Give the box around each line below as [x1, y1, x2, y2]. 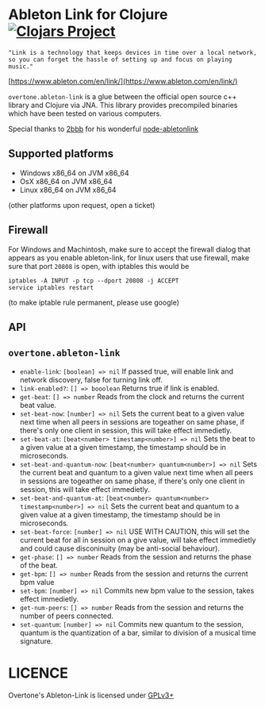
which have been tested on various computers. [8, 109, 163, 118]
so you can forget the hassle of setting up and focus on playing [8, 56, 232, 63]
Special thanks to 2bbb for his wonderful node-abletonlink [8, 124, 199, 133]
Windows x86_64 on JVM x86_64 [19, 168, 129, 178]
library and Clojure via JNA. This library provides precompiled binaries [8, 100, 238, 110]
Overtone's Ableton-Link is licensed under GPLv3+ [8, 690, 175, 700]
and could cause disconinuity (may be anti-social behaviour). [19, 544, 221, 553]
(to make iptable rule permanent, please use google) [8, 298, 180, 307]
